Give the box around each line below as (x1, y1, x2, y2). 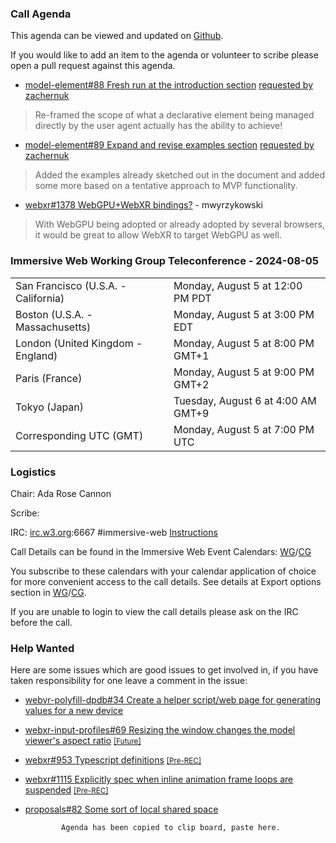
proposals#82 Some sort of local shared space (24, 803, 219, 816)
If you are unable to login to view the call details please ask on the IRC (10, 605, 299, 617)
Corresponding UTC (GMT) (15, 428, 144, 442)
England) (15, 348, 58, 362)
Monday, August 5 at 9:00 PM (173, 365, 315, 379)
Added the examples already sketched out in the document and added (34, 169, 326, 181)
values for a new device (24, 705, 124, 717)
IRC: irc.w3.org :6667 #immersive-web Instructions (10, 526, 218, 538)
